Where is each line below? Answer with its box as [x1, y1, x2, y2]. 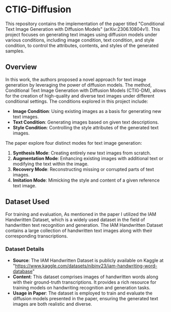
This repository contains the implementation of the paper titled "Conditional [5, 21, 165, 27]
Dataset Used [5, 198, 50, 206]
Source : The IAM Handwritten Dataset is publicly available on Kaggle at [12, 257, 164, 263]
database [12, 268, 33, 274]
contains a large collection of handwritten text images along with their [5, 227, 153, 233]
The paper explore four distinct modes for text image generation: [5, 140, 142, 146]
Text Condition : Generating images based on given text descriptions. [12, 119, 159, 125]
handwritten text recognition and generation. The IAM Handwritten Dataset [5, 222, 163, 228]
